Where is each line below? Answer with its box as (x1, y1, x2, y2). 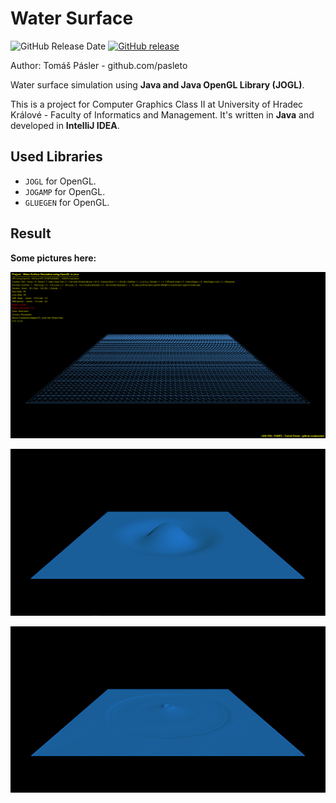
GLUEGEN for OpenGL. (24, 196, 110, 208)
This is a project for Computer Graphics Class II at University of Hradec (10, 98, 304, 110)
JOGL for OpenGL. (24, 175, 97, 187)
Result (10, 225, 52, 242)
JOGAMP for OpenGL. (24, 185, 106, 197)
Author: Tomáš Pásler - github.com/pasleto (10, 59, 188, 71)
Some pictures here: (10, 252, 97, 264)
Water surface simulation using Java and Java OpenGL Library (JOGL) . (10, 78, 305, 91)
